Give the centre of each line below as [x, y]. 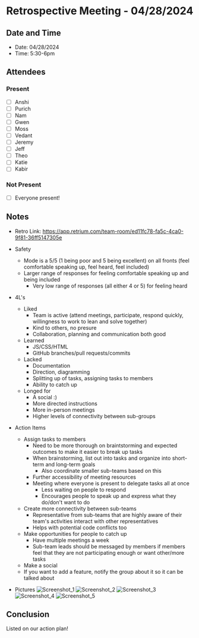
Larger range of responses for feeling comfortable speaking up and [106, 273]
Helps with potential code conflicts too [80, 528]
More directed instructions [65, 403]
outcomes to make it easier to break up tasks [88, 451]
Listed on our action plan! [37, 628]
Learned [34, 340]
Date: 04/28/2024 [37, 47]
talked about [39, 578]
